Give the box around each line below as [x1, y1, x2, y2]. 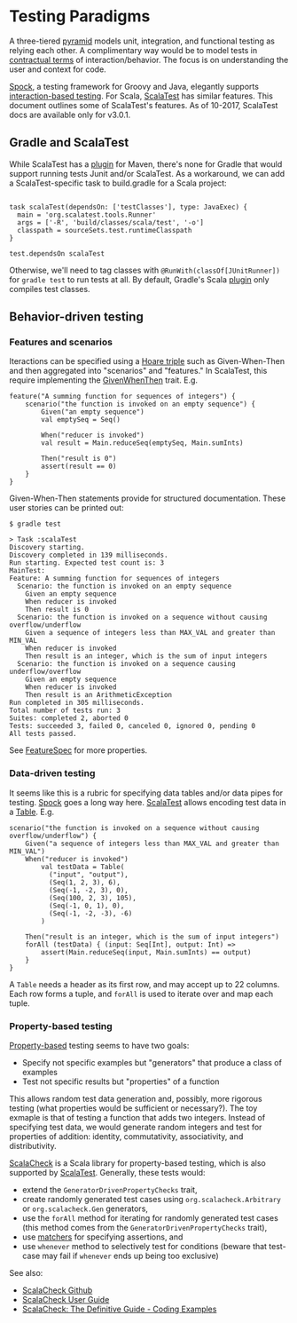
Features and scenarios [9, 336, 113, 348]
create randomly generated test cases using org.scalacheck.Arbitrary [21, 1194, 281, 1205]
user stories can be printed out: [9, 503, 124, 513]
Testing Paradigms [9, 6, 151, 27]
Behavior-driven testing [9, 309, 144, 325]
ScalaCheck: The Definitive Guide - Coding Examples [21, 1303, 217, 1315]
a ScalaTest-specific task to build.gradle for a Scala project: [9, 178, 228, 188]
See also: [9, 1268, 43, 1279]
